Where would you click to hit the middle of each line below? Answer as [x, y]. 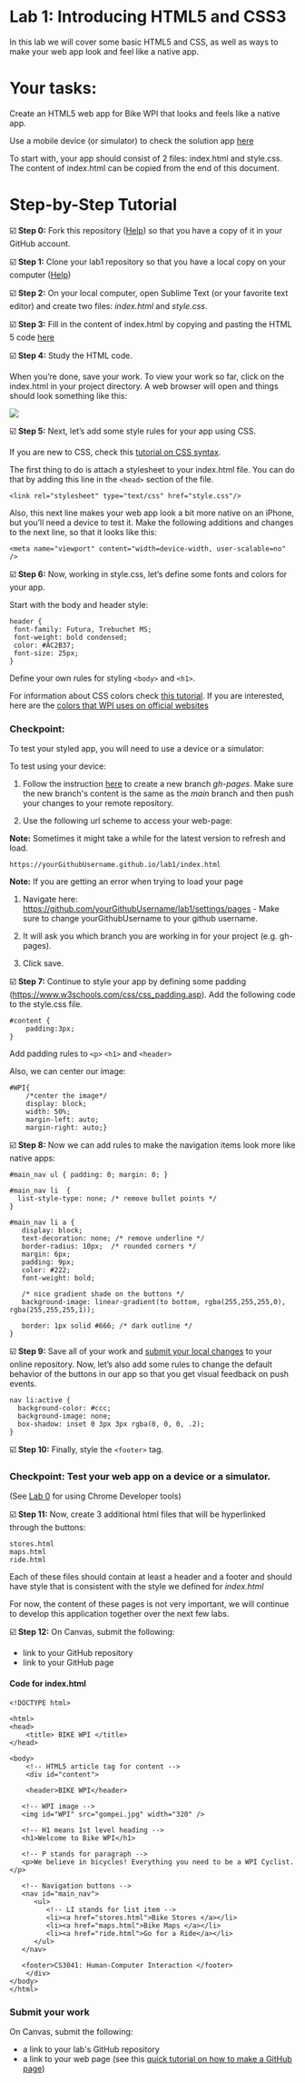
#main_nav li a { [42, 1223]
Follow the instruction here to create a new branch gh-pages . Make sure [157, 784]
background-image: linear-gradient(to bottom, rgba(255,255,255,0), [153, 1302]
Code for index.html [48, 1684]
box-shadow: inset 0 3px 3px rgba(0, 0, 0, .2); [111, 1424]
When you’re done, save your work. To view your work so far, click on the [147, 376]
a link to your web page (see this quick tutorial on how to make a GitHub [157, 2058]
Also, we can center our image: [68, 1071]
